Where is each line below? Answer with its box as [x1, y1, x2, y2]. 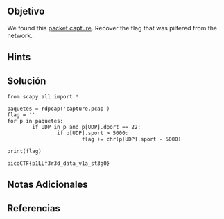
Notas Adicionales [7, 179, 88, 191]
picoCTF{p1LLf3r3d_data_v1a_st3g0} [7, 160, 110, 167]
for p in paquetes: [7, 118, 64, 125]
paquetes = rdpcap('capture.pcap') [7, 105, 110, 113]
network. [7, 31, 33, 40]
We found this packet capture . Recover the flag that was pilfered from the [7, 24, 217, 32]
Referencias [7, 202, 61, 214]
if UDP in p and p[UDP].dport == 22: [32, 124, 141, 131]
